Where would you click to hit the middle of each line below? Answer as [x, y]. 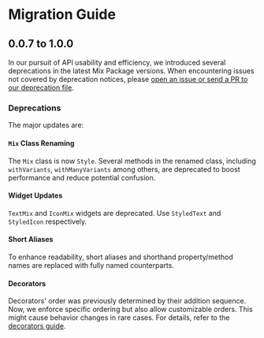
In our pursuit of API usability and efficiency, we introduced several [117, 62]
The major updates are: [46, 125]
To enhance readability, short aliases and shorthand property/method [121, 257]
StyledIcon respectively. [48, 221]
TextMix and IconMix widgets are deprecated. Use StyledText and [115, 213]
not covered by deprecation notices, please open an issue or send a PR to [128, 79]
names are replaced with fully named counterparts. [91, 265]
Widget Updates [35, 195]
